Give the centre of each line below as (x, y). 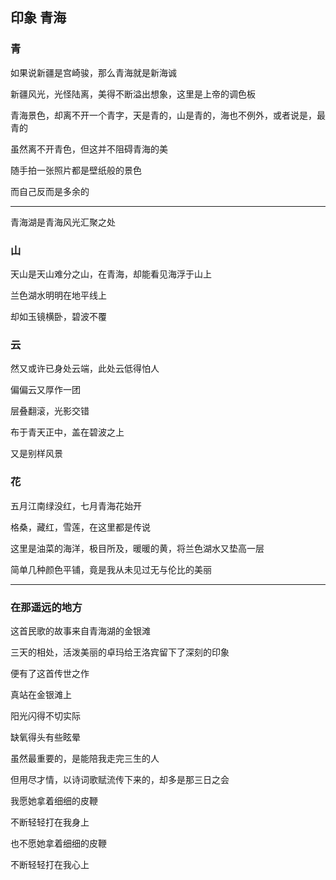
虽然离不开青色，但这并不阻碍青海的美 (89, 149)
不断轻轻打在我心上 (50, 864)
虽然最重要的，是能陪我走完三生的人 (85, 758)
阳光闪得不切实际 (45, 715)
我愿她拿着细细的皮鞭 (54, 800)
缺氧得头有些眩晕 (45, 737)
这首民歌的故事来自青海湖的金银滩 (80, 630)
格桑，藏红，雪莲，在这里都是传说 (80, 527)
